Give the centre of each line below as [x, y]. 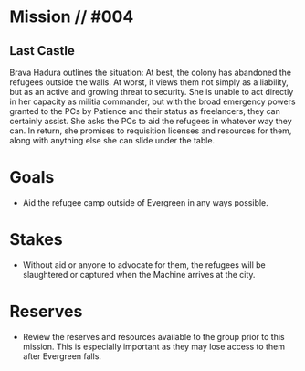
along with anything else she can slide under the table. [112, 140]
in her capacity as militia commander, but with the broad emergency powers [152, 101]
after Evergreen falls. [62, 356]
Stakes [36, 240]
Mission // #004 [72, 17]
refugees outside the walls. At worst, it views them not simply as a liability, [149, 82]
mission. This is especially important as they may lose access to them [154, 346]
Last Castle [42, 51]
